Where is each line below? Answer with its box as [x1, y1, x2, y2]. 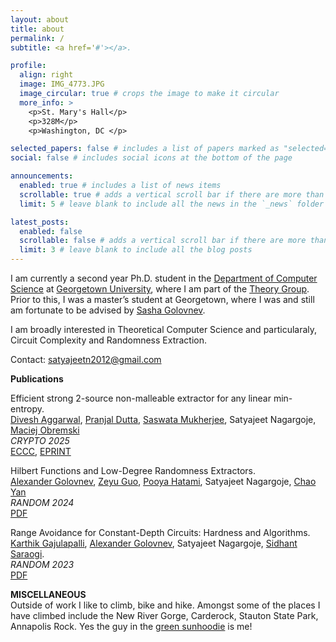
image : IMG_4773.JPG [19, 79, 105, 90]
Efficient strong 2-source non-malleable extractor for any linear [10, 392, 272, 404]
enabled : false [19, 226, 83, 236]
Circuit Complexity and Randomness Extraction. [10, 334, 208, 346]
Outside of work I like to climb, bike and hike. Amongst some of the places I [10, 599, 321, 611]
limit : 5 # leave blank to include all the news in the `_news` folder [19, 199, 325, 209]
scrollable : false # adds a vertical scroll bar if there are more [19, 236, 307, 246]
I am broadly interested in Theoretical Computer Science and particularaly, [10, 324, 318, 335]
